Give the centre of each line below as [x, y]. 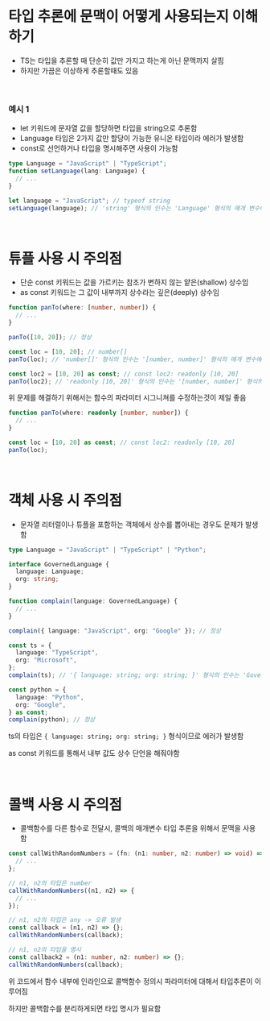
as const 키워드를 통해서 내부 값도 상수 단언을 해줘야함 [94, 753]
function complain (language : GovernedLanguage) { [93, 601]
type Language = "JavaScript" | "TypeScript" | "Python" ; [107, 550]
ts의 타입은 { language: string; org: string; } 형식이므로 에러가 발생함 [126, 736]
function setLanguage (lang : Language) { [77, 171]
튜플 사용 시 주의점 [65, 258]
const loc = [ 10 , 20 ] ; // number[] [68, 351]
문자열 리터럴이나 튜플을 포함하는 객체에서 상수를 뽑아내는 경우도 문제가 [131, 524]
